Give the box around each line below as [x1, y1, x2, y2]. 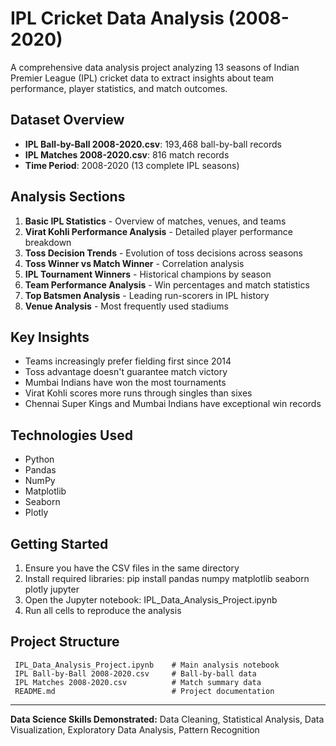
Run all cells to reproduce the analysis [24, 605, 182, 616]
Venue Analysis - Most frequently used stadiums [24, 300, 229, 312]
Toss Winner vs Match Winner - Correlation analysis [24, 257, 245, 269]
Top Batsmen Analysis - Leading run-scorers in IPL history [24, 289, 270, 301]
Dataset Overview [10, 112, 125, 129]
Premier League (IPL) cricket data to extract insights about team [10, 72, 275, 84]
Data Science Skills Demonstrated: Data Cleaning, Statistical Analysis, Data [10, 713, 325, 725]
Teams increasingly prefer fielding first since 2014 [24, 355, 232, 367]
